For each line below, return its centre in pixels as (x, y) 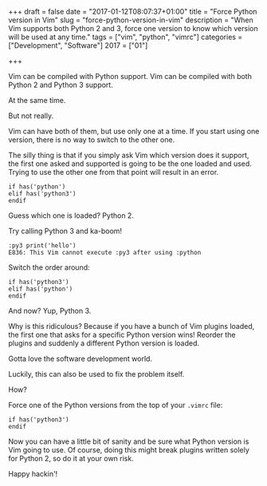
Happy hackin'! (33, 474)
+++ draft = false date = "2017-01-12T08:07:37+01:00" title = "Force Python (133, 12)
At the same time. (37, 100)
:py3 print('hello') (43, 246)
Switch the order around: (49, 267)
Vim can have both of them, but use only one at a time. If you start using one (134, 131)
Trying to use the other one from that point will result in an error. (114, 172)
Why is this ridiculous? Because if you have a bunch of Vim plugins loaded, (132, 326)
